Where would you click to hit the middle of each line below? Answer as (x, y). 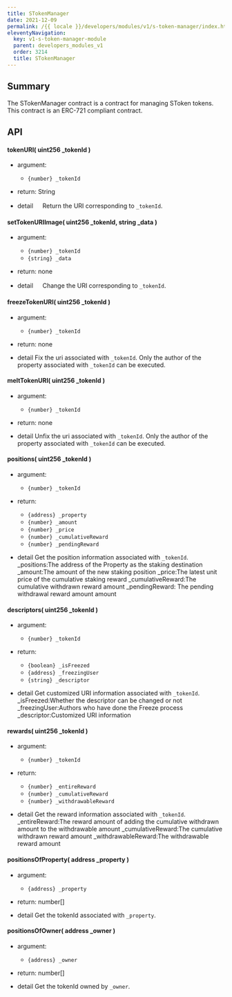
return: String (36, 192)
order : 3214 (31, 52)
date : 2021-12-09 (32, 20)
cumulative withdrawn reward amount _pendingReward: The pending (115, 586)
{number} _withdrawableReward (71, 802)
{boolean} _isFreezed (58, 666)
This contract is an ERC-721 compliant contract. (75, 110)
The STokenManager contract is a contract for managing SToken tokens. (110, 103)
